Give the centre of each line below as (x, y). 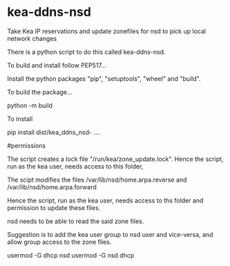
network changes (32, 38)
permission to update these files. (54, 207)
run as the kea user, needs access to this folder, (75, 166)
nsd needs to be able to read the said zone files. (76, 221)
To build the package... (40, 92)
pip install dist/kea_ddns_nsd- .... (54, 132)
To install (20, 119)
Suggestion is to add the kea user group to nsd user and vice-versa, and (110, 234)
